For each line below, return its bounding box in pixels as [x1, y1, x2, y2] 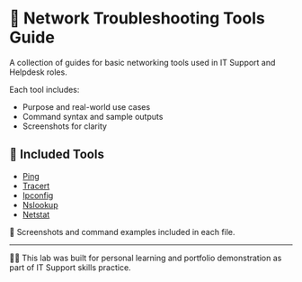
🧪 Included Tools [9, 147, 105, 162]
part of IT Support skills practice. [9, 261, 132, 273]
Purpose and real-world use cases [22, 101, 151, 112]
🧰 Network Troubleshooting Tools [9, 8, 265, 29]
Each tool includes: [9, 84, 80, 95]
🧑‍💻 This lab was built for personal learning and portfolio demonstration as [9, 252, 282, 263]
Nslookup [22, 199, 58, 210]
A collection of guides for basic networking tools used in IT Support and [9, 57, 276, 68]
